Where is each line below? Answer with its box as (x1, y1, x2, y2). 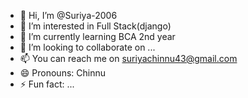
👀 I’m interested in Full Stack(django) (19, 20, 172, 32)
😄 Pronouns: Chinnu (19, 67, 106, 79)
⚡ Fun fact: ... (19, 78, 75, 90)
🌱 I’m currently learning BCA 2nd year (19, 31, 176, 42)
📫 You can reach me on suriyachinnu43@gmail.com (19, 53, 238, 64)
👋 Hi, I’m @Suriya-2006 (19, 10, 118, 21)
